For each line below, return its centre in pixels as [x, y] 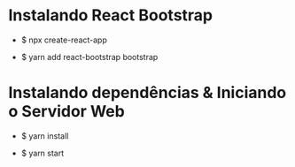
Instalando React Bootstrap [111, 15]
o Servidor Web [66, 112]
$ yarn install [45, 136]
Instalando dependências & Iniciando [147, 93]
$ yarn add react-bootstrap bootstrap [89, 57]
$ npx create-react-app [64, 40]
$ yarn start [43, 153]
